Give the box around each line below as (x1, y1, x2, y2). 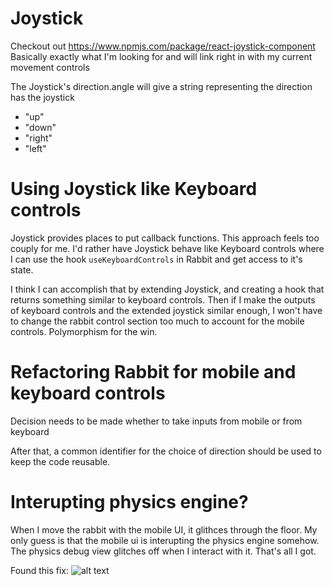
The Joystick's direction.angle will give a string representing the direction (10, 80, 313, 92)
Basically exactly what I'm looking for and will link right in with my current (10, 50, 313, 62)
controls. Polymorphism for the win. (10, 325, 158, 337)
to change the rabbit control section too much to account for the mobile (10, 315, 305, 327)
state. (10, 263, 34, 276)
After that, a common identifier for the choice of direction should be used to (10, 445, 322, 457)
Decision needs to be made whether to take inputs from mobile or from (10, 415, 303, 427)
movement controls (10, 61, 90, 73)
